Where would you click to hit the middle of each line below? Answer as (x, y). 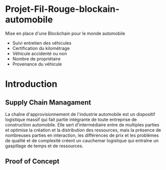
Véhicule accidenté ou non (40, 54)
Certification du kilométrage (41, 48)
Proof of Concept (32, 161)
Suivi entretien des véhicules (42, 43)
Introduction (31, 84)
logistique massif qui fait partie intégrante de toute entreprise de (71, 119)
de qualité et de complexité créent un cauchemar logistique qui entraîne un (82, 140)
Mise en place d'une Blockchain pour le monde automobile (65, 33)
